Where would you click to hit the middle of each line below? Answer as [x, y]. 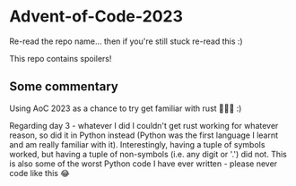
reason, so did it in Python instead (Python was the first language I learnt [144, 135]
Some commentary [64, 87]
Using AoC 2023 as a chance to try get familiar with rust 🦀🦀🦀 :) [126, 108]
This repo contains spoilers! [61, 58]
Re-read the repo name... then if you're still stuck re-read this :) [126, 41]
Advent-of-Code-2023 [96, 17]
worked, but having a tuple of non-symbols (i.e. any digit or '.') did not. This [148, 154]
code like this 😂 [39, 173]
